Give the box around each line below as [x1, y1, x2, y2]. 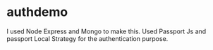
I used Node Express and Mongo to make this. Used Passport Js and [6, 27, 207, 35]
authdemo [6, 4, 68, 20]
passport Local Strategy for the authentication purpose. [6, 34, 169, 42]
